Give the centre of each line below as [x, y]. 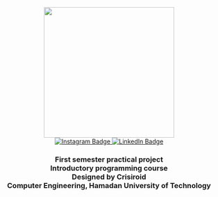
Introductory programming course [109, 168]
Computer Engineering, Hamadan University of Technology [109, 185]
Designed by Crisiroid [109, 177]
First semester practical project [109, 159]
